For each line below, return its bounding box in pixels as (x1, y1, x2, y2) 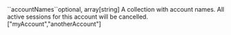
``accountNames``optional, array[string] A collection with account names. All (7, 5, 225, 13)
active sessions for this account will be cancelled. (7, 12, 148, 21)
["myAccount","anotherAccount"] (7, 20, 101, 28)
